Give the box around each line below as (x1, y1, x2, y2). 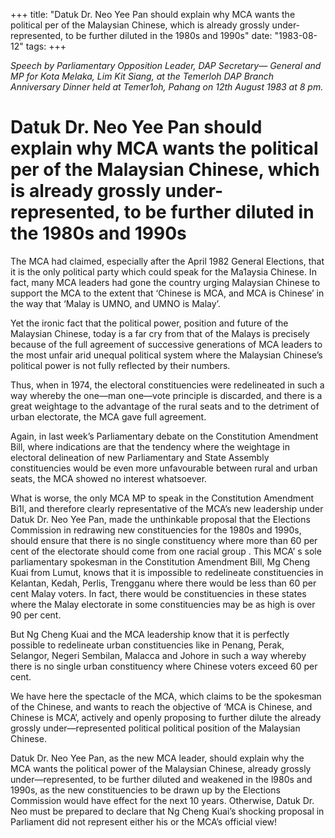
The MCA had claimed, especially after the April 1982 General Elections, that (10, 255, 325, 267)
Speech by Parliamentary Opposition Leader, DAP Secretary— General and (10, 60, 322, 71)
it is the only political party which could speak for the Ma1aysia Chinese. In (10, 265, 317, 278)
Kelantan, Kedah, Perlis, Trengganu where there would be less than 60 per (10, 577, 317, 589)
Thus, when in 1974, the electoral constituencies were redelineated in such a (10, 379, 325, 391)
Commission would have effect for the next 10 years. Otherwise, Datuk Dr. (10, 794, 315, 806)
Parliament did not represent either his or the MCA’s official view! (10, 815, 278, 828)
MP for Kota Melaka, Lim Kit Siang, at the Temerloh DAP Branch (10, 70, 275, 82)
